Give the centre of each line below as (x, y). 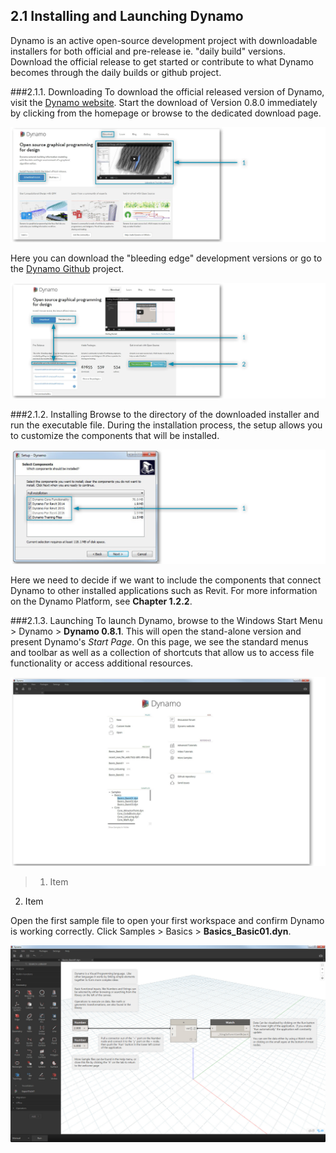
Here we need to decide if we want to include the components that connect (166, 580)
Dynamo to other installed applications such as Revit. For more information (164, 590)
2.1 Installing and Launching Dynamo (127, 16)
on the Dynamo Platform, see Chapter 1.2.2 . (101, 601)
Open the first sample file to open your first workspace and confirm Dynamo (167, 920)
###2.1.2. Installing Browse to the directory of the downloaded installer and (165, 414)
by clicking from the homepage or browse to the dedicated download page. (166, 113)
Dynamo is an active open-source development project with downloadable (164, 40)
